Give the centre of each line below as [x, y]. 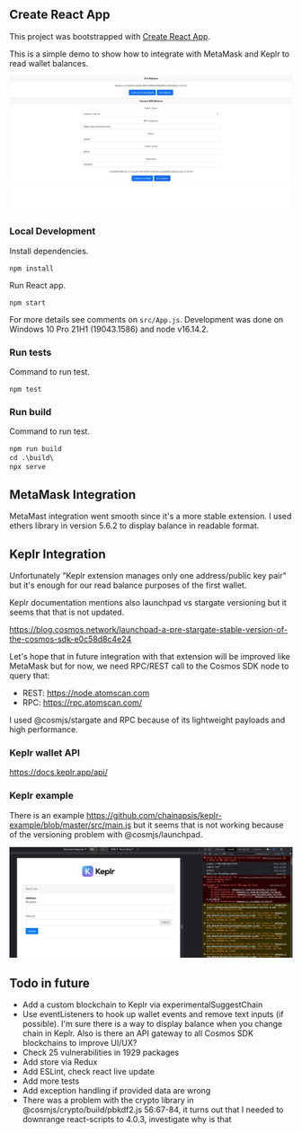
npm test [26, 390]
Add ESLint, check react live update [89, 1072]
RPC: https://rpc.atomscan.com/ [82, 703]
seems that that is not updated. [67, 612]
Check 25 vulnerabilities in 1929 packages [101, 1053]
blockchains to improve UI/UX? [80, 1043]
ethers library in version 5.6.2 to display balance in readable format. [134, 526]
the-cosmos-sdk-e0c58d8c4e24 [71, 639]
